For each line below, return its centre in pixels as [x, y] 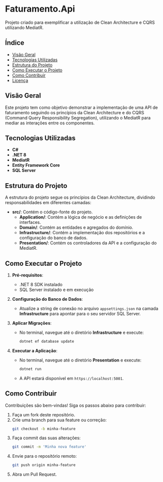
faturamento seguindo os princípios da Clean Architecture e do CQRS [75, 112]
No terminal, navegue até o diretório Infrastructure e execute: [81, 332]
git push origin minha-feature [44, 465]
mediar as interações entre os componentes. [50, 123]
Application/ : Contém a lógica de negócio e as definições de [81, 217]
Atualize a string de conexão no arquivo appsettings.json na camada [89, 309]
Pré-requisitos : [28, 275]
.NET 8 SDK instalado [41, 284]
